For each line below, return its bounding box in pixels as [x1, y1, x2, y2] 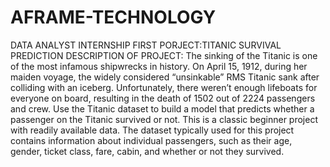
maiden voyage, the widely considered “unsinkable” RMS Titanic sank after [10, 71, 320, 83]
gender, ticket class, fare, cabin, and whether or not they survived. [10, 145, 285, 157]
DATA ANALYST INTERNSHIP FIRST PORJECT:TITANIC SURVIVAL [10, 39, 282, 51]
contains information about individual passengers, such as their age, [10, 134, 293, 146]
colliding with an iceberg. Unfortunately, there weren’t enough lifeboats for [10, 81, 318, 93]
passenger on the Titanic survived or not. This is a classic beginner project [10, 113, 319, 125]
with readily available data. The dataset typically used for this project [10, 124, 295, 136]
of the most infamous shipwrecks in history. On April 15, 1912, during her [10, 60, 308, 72]
